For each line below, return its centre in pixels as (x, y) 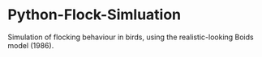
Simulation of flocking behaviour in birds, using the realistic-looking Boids (131, 37)
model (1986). (31, 45)
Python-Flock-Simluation (94, 15)
